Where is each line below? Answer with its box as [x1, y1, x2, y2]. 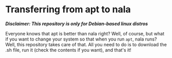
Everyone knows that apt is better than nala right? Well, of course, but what [5, 30, 165, 36]
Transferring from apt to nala [5, 4, 131, 15]
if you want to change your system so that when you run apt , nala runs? [5, 36, 157, 42]
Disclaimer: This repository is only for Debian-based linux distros [5, 21, 148, 27]
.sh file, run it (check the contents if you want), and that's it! [5, 47, 132, 53]
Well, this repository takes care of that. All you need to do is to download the [5, 41, 167, 47]
